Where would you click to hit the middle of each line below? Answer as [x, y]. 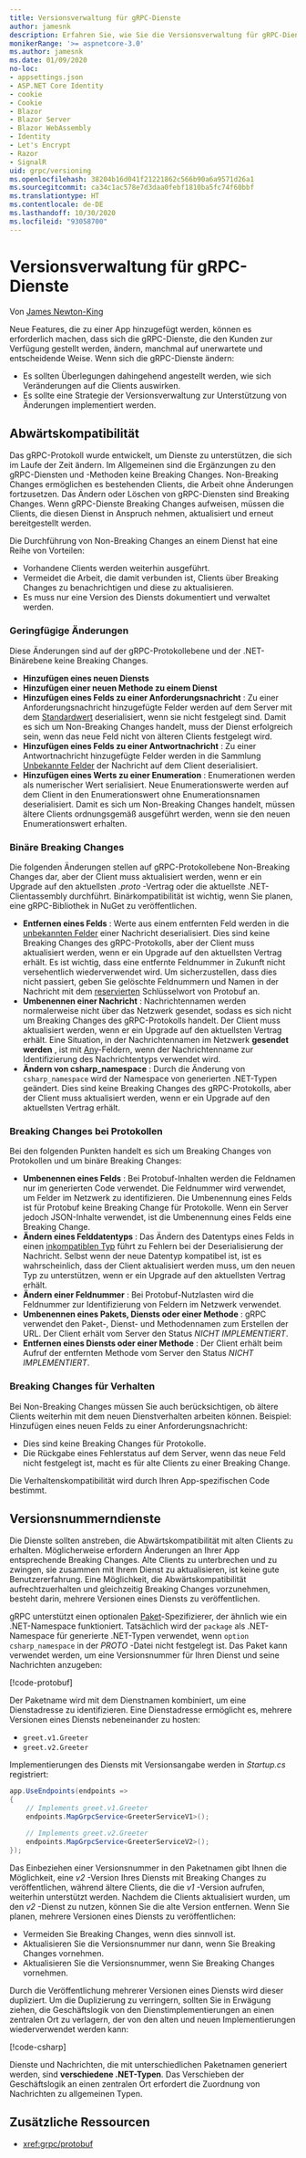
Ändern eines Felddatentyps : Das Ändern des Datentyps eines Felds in [158, 1236]
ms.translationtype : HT [55, 196]
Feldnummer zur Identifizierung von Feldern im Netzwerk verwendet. [152, 1305]
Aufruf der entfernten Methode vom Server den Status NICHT [138, 1353]
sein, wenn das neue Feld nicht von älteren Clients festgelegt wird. [148, 736]
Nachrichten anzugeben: [56, 1665]
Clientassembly [39, 896]
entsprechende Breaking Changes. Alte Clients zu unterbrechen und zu [143, 1560]
